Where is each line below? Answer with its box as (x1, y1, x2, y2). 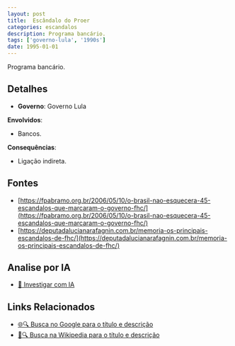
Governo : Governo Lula (17, 102, 87, 110)
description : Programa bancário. (7, 30, 106, 38)
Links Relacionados (7, 301, 96, 313)
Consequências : (7, 143, 57, 151)
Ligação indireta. (17, 156, 67, 165)
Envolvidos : (7, 115, 43, 124)
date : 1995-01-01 (7, 43, 59, 50)
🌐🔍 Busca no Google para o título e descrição (17, 320, 154, 329)
